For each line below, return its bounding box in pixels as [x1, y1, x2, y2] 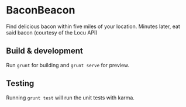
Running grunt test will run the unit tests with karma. [6, 94, 135, 101]
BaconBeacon [6, 4, 75, 17]
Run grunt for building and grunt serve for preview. [6, 61, 130, 68]
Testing [6, 78, 35, 88]
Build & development [6, 46, 83, 56]
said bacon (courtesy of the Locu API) [6, 29, 98, 36]
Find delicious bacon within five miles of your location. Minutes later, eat [6, 23, 180, 30]
